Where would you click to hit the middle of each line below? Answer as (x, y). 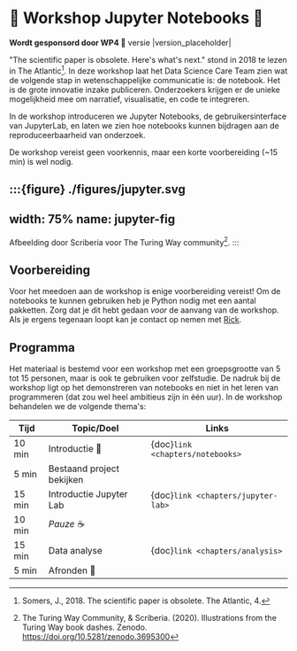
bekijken (66, 480)
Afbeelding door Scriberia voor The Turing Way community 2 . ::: (124, 241)
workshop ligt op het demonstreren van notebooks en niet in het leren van (144, 388)
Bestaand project (84, 469)
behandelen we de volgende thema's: (78, 407)
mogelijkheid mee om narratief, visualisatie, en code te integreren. (129, 99)
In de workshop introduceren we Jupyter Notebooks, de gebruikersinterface (148, 116)
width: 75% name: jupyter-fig (92, 219)
